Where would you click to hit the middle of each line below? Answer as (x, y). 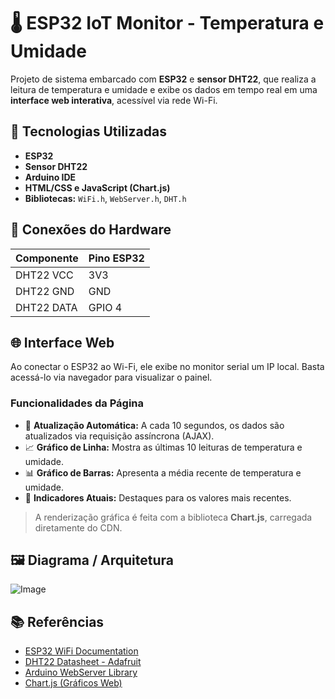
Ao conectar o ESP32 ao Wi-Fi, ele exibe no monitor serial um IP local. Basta (167, 367)
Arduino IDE (50, 177)
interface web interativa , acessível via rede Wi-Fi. (114, 100)
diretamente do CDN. (78, 527)
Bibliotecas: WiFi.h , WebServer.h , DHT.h (105, 198)
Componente (47, 258)
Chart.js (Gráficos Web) (73, 683)
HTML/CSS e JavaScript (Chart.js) (97, 187)
